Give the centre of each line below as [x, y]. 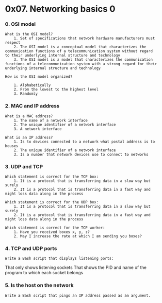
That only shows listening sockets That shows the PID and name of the [76, 267]
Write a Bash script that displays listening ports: [59, 259]
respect [13, 43]
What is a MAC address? [29, 116]
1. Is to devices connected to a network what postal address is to [84, 142]
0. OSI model [20, 24]
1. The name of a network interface [51, 120]
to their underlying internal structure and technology [63, 55]
